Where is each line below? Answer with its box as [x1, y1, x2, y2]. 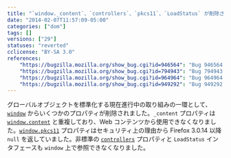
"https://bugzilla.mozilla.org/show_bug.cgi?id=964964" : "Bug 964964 [19, 74, 223, 81]
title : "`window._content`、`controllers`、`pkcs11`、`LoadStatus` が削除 [7, 10, 220, 17]
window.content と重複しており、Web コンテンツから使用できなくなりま [7, 118, 211, 126]
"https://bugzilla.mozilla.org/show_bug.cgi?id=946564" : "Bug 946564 [19, 61, 223, 68]
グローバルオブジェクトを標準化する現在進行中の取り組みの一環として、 [7, 101, 212, 109]
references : [7, 55, 41, 62]
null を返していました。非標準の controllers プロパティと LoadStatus [7, 135, 205, 144]
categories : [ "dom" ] [7, 23, 67, 30]
